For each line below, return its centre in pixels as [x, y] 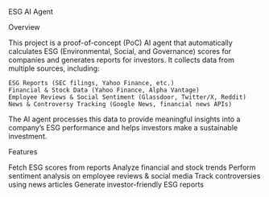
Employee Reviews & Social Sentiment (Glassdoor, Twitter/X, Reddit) [128, 97]
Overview [24, 27]
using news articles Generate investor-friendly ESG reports [106, 185]
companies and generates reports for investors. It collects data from [122, 60]
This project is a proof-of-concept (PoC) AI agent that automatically [121, 43]
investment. [28, 136]
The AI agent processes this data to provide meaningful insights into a [124, 119]
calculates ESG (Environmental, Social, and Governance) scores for [120, 51]
